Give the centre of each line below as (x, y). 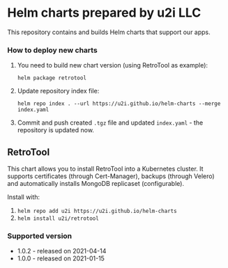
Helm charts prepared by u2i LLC (104, 13)
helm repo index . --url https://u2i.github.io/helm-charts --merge (119, 104)
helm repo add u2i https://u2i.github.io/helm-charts (97, 211)
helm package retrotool (52, 78)
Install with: (24, 197)
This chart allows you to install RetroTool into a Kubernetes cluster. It (105, 169)
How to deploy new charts (52, 50)
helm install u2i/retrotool (58, 219)
